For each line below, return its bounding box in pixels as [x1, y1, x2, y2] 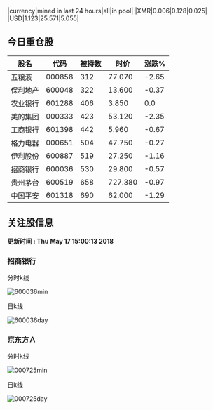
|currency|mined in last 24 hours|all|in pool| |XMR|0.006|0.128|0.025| [7, 7, 208, 15]
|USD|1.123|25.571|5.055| [7, 14, 79, 22]
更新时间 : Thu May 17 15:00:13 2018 [7, 237, 114, 245]
